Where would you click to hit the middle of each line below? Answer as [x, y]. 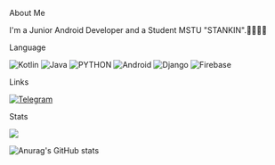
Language [28, 47]
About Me [28, 13]
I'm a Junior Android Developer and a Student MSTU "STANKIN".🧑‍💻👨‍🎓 [138, 30]
